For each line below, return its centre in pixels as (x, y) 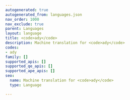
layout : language (23, 33)
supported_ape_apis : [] (30, 71)
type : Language (26, 85)
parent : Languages (24, 29)
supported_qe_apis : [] (29, 66)
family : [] (17, 57)
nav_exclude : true (24, 24)
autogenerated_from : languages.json (44, 15)
